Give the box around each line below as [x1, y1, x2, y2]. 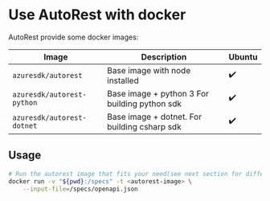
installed [107, 75, 139, 86]
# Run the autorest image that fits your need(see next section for [8, 170, 243, 178]
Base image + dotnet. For [107, 111, 202, 122]
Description [141, 51, 187, 62]
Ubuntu [228, 51, 258, 62]
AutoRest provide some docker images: [8, 32, 139, 42]
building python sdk [107, 98, 182, 109]
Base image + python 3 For [107, 88, 209, 99]
